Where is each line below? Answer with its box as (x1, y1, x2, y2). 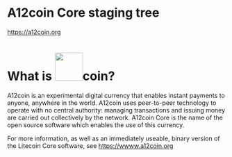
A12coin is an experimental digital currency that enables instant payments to (7, 91, 226, 99)
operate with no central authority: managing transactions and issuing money (7, 106, 226, 114)
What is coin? (7, 68, 115, 84)
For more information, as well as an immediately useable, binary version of (7, 134, 220, 142)
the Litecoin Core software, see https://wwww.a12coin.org (7, 141, 174, 150)
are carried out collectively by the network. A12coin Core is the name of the (7, 113, 224, 122)
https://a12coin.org (7, 28, 61, 36)
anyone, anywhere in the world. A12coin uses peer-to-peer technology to (7, 99, 217, 107)
